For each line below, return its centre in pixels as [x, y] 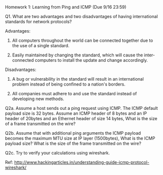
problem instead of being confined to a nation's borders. [69, 84]
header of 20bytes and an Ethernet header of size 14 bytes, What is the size [81, 118]
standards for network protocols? [38, 22]
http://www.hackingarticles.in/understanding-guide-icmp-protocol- [82, 162]
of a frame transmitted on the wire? [40, 124]
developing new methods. [38, 99]
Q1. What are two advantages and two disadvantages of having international [81, 16]
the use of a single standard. [41, 45]
